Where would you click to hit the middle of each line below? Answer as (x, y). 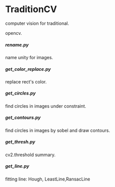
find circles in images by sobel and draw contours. (58, 130)
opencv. (14, 33)
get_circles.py (21, 93)
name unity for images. (29, 57)
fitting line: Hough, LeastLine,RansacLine (48, 179)
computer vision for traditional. (37, 23)
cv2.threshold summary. (31, 155)
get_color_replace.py (28, 69)
